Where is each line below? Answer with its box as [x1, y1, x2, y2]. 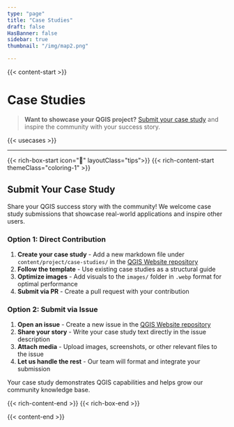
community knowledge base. [7, 386, 91, 394]
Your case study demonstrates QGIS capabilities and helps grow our [7, 378, 203, 387]
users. [7, 217, 26, 225]
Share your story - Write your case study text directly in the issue [17, 328, 207, 336]
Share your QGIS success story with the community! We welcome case [7, 202, 212, 210]
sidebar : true [7, 36, 49, 43]
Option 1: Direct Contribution [7, 234, 107, 244]
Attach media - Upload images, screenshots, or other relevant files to [17, 343, 217, 351]
